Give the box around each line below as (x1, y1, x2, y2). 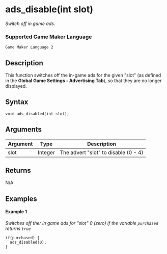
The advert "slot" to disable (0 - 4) (60, 149, 144, 156)
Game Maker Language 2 (5, 45, 53, 50)
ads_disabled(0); (10, 240, 47, 245)
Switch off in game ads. (5, 20, 55, 27)
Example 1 (5, 209, 27, 215)
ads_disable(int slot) (5, 4, 93, 15)
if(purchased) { (5, 236, 40, 241)
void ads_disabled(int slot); (5, 111, 70, 116)
